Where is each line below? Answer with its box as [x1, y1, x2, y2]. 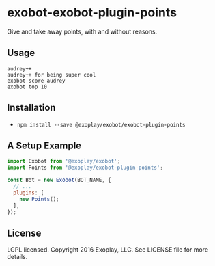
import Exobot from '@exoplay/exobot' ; [7, 158, 121, 165]
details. [7, 253, 28, 261]
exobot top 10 [7, 83, 48, 90]
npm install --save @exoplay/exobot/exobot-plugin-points [16, 121, 186, 128]
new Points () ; [19, 196, 59, 202]
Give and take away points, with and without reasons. [7, 27, 158, 36]
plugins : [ [13, 189, 44, 196]
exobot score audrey [7, 77, 66, 84]
